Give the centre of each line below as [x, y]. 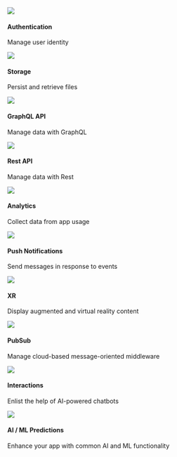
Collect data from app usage [48, 222]
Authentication [30, 27]
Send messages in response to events [63, 267]
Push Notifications [35, 251]
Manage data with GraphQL [47, 132]
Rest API [20, 161]
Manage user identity [38, 42]
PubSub [19, 340]
